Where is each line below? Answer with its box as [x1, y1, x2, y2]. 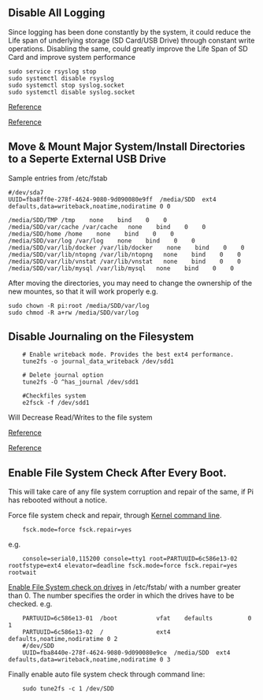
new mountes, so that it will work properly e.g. [8, 287, 159, 296]
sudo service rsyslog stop [8, 67, 97, 76]
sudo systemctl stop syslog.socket [8, 81, 125, 89]
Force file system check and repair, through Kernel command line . [8, 511, 222, 520]
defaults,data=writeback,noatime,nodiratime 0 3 [8, 656, 171, 664]
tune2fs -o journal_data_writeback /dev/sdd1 [22, 357, 175, 365]
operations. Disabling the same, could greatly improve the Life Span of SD [8, 43, 248, 54]
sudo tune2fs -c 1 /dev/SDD [22, 685, 114, 693]
